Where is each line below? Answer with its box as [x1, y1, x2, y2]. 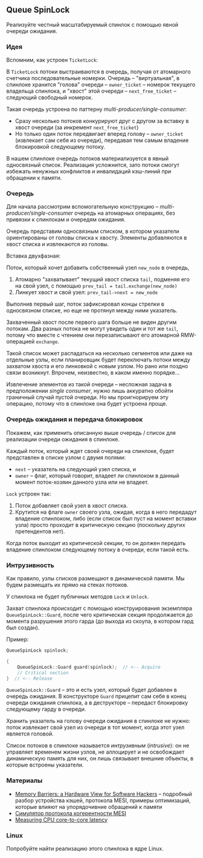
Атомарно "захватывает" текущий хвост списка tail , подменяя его [14, 276, 190, 283]
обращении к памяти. [6, 174, 62, 181]
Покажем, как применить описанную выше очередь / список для [6, 429, 176, 436]
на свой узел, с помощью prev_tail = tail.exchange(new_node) [14, 282, 178, 290]
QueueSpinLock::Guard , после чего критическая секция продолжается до [6, 611, 193, 618]
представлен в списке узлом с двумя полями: [6, 454, 126, 461]
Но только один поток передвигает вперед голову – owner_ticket [14, 130, 184, 138]
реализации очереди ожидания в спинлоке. [6, 435, 120, 443]
